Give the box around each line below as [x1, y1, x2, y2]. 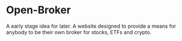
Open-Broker [6, 3, 71, 17]
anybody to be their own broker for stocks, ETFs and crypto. [6, 28, 152, 35]
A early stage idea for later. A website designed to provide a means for [6, 23, 177, 29]
